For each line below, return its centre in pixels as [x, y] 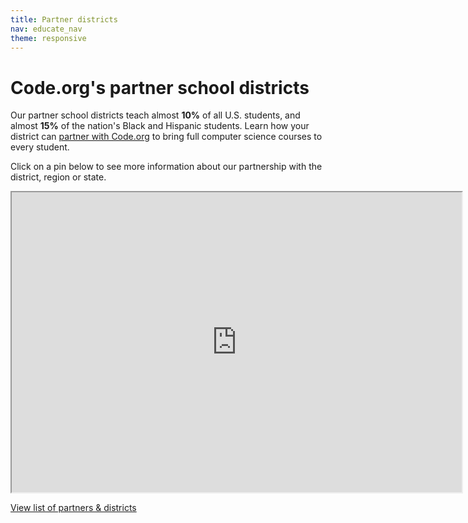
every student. [40, 147]
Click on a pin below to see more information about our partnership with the [166, 167]
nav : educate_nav [46, 29]
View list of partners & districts [73, 508]
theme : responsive [48, 38]
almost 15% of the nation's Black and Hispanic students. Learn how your [160, 126]
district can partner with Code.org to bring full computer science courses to [166, 137]
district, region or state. [58, 177]
